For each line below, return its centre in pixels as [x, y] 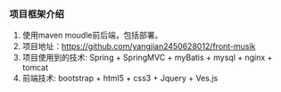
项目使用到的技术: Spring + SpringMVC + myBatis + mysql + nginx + [147, 58]
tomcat [35, 68]
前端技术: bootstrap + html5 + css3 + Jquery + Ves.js [120, 79]
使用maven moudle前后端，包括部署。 [92, 35]
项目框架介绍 [37, 13]
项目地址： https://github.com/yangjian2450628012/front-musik [139, 46]
